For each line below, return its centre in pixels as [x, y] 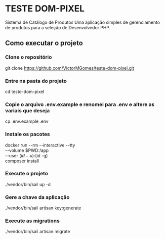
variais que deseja [28, 110]
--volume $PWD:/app [27, 150]
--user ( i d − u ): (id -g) [26, 155]
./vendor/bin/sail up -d [28, 184]
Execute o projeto [27, 174]
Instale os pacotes [28, 134]
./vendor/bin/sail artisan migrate [38, 232]
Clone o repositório [29, 57]
